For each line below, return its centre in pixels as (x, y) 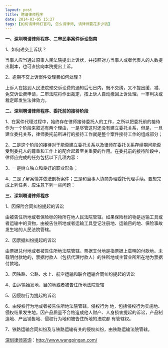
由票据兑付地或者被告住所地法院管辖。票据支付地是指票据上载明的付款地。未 (84, 251)
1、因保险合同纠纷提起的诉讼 (34, 206)
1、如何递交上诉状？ (26, 49)
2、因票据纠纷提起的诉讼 (31, 240)
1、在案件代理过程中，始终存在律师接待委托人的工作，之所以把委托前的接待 (83, 122)
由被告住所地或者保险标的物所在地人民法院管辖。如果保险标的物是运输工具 (82, 217)
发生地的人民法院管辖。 (29, 229)
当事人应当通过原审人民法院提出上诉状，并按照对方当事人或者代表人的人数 (82, 60)
